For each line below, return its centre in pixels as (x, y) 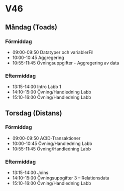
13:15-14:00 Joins (30, 172)
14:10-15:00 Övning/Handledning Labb (52, 92)
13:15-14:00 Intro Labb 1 (37, 87)
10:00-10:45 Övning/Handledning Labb (52, 143)
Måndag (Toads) (31, 27)
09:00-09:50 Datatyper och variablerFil (53, 52)
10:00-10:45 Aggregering (38, 57)
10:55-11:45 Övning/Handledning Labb (52, 148)
